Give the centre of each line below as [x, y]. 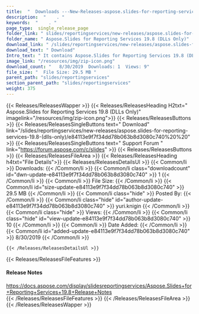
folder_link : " [25, 34]
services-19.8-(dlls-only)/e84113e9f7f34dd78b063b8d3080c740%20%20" [98, 137]
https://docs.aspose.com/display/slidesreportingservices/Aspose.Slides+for [99, 286]
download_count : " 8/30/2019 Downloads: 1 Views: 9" [78, 67]
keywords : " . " [32, 22]
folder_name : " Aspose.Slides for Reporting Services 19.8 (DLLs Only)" [98, 39]
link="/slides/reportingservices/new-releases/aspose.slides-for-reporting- [97, 130]
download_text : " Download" [41, 50]
